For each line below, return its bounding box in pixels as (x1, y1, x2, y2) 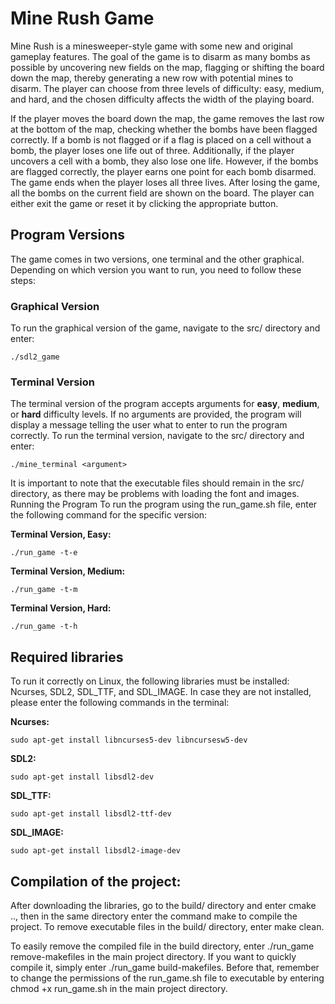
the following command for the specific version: (10, 509, 208, 521)
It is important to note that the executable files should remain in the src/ (10, 477, 305, 489)
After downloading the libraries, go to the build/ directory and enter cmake (10, 899, 317, 911)
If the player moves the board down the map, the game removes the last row (10, 112, 325, 124)
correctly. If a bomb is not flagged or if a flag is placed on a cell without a (10, 133, 312, 146)
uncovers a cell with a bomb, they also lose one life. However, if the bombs (10, 155, 319, 167)
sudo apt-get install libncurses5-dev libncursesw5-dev (10, 735, 248, 746)
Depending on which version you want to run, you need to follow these (10, 263, 302, 276)
